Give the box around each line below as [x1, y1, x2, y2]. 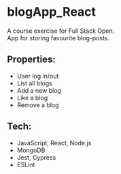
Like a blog [16, 93, 48, 102]
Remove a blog [16, 100, 59, 109]
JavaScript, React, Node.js [16, 139, 92, 147]
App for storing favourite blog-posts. [7, 33, 110, 42]
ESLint [16, 160, 35, 169]
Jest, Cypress [16, 153, 56, 161]
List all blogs [16, 79, 52, 87]
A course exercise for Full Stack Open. [7, 27, 115, 35]
